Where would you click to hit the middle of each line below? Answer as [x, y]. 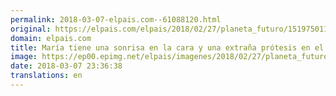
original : [31, 29]
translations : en [46, 76]
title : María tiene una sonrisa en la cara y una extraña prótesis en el [167, 47]
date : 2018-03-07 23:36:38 [66, 66]
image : [24, 57]
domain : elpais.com [51, 38]
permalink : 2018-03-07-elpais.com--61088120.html [116, 19]
